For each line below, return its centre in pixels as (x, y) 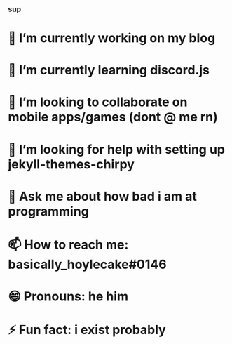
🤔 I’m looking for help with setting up (116, 149)
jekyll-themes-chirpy (71, 164)
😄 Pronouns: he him (68, 297)
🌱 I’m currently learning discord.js (109, 70)
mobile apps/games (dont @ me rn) (113, 117)
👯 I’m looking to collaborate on (98, 102)
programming (49, 211)
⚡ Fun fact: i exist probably (87, 330)
